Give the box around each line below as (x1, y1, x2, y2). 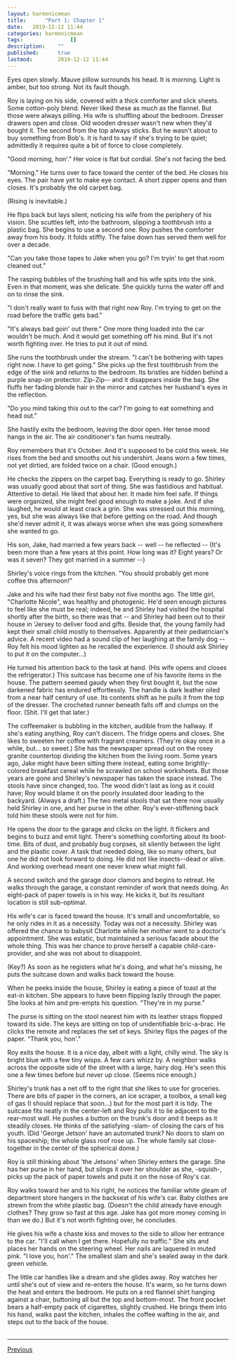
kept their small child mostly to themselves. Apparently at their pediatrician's (7, 627, 229, 635)
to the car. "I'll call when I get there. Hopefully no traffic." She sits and (7, 1236, 209, 1245)
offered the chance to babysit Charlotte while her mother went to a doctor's (7, 926, 226, 935)
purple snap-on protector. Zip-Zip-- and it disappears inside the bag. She (7, 375, 220, 383)
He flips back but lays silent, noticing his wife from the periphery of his (7, 210, 212, 218)
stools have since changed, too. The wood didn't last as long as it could (7, 781, 215, 790)
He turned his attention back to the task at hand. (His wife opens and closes (7, 663, 227, 671)
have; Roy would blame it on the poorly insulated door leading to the (7, 788, 205, 797)
